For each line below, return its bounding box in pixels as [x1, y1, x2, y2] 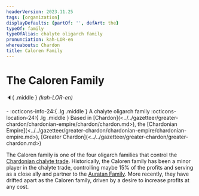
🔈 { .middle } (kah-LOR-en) [6, 94, 74, 101]
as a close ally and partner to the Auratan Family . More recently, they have [6, 170, 189, 177]
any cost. [6, 183, 29, 190]
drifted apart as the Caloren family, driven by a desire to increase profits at [6, 176, 190, 183]
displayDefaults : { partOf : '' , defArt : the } [6, 20, 119, 26]
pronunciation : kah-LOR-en [6, 37, 74, 43]
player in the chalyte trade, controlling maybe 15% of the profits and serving [6, 164, 194, 171]
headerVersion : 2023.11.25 [6, 8, 74, 15]
